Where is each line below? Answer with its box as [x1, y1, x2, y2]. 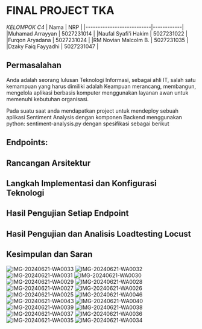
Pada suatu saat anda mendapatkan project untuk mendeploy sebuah [6, 107, 179, 114]
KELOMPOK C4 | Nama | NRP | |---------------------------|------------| [6, 23, 184, 31]
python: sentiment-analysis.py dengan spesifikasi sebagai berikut [6, 120, 170, 127]
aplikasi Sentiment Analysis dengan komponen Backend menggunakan [6, 113, 183, 121]
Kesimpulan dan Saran [6, 249, 93, 260]
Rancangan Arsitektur [6, 158, 91, 168]
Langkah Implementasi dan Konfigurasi [6, 178, 157, 189]
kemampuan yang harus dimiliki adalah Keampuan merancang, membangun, [6, 83, 197, 90]
